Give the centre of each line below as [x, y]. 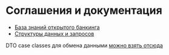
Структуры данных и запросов [54, 33]
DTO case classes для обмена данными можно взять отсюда [84, 45]
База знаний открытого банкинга [57, 27]
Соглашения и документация [84, 11]
